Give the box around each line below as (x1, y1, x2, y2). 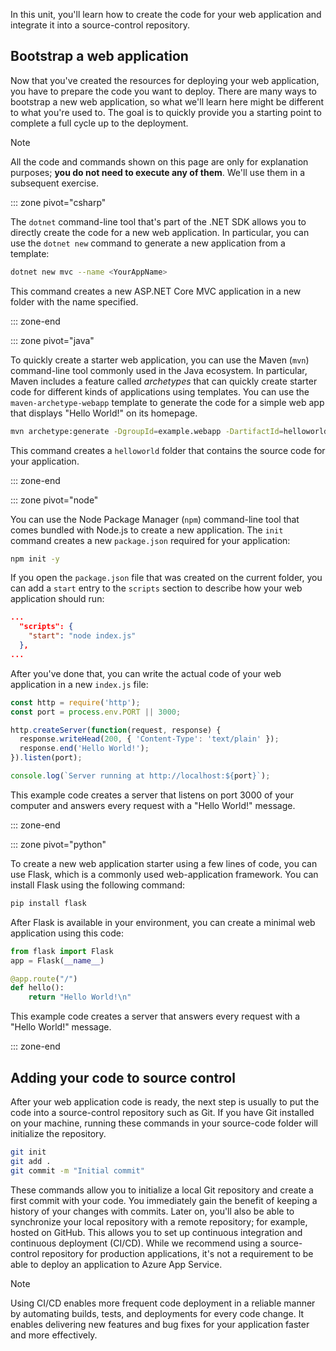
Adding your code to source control (10, 1069, 236, 1086)
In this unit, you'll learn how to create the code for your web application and (10, 9, 322, 20)
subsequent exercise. (10, 177, 99, 189)
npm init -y (10, 554, 60, 564)
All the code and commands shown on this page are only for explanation (10, 155, 309, 168)
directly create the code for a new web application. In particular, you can (10, 226, 310, 238)
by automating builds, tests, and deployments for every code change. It (10, 1307, 305, 1319)
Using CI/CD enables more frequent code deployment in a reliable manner (10, 1297, 316, 1309)
